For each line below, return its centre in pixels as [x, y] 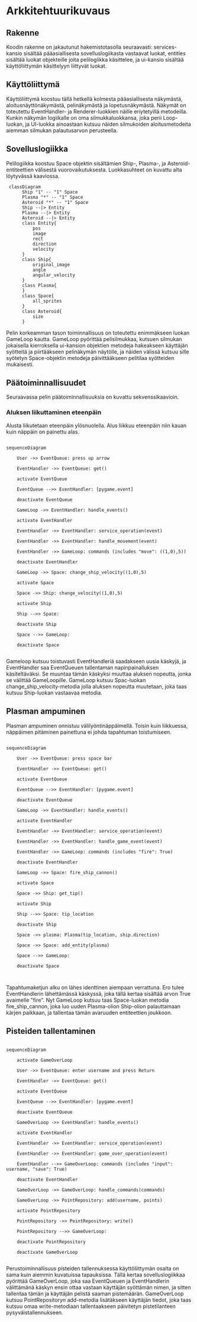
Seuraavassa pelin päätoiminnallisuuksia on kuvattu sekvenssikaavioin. [93, 397]
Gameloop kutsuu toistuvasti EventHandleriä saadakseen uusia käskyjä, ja [96, 661]
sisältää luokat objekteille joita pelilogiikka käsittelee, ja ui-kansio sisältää [95, 60]
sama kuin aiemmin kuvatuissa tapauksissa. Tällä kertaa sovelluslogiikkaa [96, 1275]
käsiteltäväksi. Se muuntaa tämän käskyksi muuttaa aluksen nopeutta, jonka [99, 674]
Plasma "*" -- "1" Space [52, 197]
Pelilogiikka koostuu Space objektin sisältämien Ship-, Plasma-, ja [86, 163]
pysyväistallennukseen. [35, 1313]
